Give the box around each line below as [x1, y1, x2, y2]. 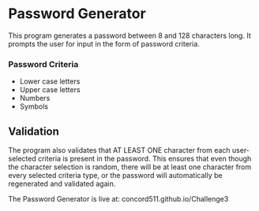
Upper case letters [19, 85, 81, 94]
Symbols [19, 102, 49, 111]
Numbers [19, 94, 51, 103]
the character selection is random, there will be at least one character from [8, 162, 251, 172]
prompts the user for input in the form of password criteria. [8, 39, 200, 48]
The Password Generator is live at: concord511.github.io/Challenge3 [8, 194, 229, 204]
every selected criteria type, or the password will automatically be [8, 171, 223, 180]
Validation [8, 124, 59, 138]
